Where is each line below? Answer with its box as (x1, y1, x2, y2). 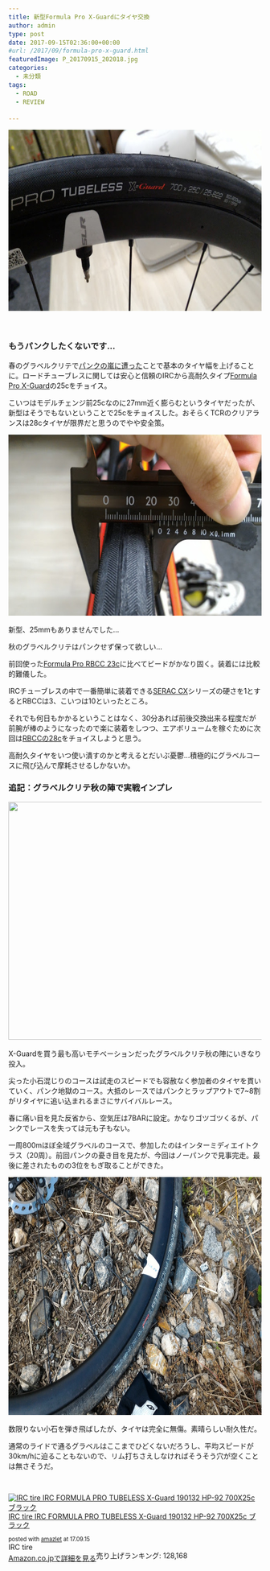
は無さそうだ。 (8, 1461, 58, 1470)
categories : (8, 64, 48, 72)
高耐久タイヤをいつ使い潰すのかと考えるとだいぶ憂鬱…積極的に (8, 750, 219, 760)
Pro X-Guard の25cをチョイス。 (8, 381, 112, 390)
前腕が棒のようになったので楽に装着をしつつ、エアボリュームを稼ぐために (8, 723, 255, 732)
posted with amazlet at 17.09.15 (8, 1536, 91, 1544)
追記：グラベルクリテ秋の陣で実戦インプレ (8, 782, 173, 794)
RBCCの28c (22, 733, 62, 743)
